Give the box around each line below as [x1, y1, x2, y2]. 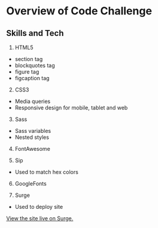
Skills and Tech [6, 28, 64, 38]
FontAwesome [14, 145, 51, 152]
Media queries [14, 98, 51, 105]
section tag [14, 56, 43, 62]
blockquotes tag [14, 62, 55, 69]
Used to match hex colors [14, 169, 79, 175]
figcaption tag [14, 75, 50, 81]
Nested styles [14, 133, 50, 141]
